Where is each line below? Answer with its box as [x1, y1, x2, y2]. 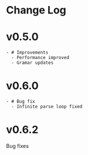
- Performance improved [11, 55, 69, 61]
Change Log [6, 4, 66, 17]
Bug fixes [6, 143, 29, 149]
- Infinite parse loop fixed [11, 104, 83, 110]
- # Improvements [6, 50, 49, 56]
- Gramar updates [11, 60, 54, 66]
